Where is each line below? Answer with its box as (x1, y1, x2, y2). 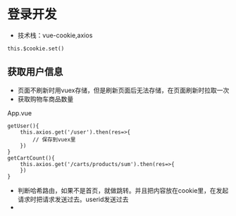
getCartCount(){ (7, 154, 55, 162)
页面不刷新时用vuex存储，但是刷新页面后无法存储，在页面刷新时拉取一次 (17, 86, 230, 94)
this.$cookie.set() (7, 45, 65, 52)
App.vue (7, 108, 32, 117)
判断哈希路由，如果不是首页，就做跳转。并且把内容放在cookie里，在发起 (17, 186, 229, 194)
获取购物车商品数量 (17, 94, 74, 103)
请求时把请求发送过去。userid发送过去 (17, 195, 129, 203)
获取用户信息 (7, 66, 63, 78)
